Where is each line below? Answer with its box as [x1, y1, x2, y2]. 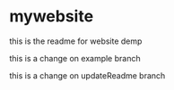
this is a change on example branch [9, 53, 141, 63]
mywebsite [9, 6, 94, 27]
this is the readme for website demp [9, 36, 143, 46]
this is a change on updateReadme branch [9, 70, 166, 81]
